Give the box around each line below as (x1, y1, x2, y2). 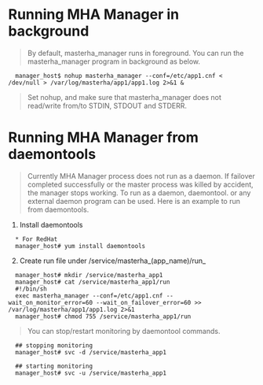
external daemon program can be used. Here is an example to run (27, 196, 241, 205)
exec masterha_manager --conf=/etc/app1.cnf (15, 291, 163, 300)
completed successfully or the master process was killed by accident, (27, 180, 254, 189)
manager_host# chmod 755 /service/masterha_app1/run (15, 313, 192, 320)
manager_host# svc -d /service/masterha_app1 (15, 348, 167, 356)
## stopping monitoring (15, 341, 93, 350)
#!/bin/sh (15, 285, 47, 293)
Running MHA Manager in (8, 6, 180, 24)
